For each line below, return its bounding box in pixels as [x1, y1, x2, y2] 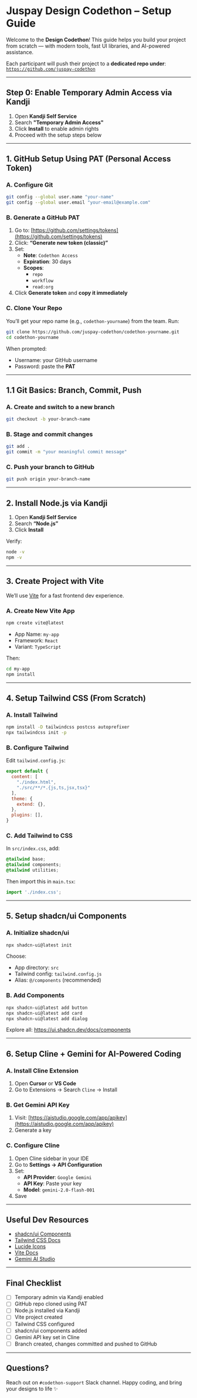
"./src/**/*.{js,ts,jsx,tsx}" [16, 785, 91, 791]
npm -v [6, 554, 22, 560]
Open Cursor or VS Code [14, 1080, 76, 1087]
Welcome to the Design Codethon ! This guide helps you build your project [6, 36, 186, 43]
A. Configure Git [6, 181, 53, 189]
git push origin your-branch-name [6, 476, 91, 482]
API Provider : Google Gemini [23, 1173, 92, 1181]
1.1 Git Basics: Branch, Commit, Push [6, 385, 142, 395]
